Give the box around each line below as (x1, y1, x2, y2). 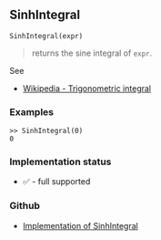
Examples (9, 105, 55, 118)
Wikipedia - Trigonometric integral (22, 82, 152, 94)
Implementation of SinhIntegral (22, 220, 138, 231)
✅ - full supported (22, 176, 91, 187)
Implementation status (9, 155, 112, 168)
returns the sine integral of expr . (31, 47, 153, 58)
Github (9, 200, 41, 213)
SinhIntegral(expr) (9, 31, 84, 40)
